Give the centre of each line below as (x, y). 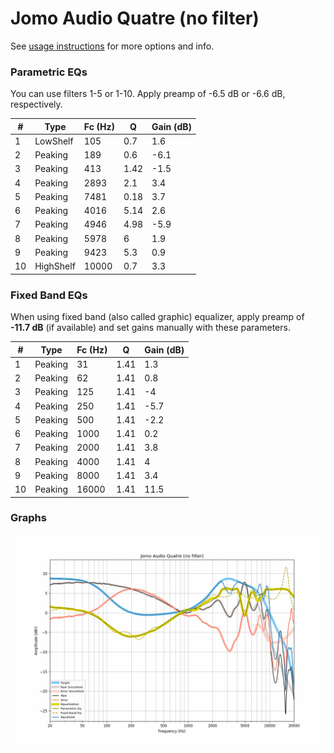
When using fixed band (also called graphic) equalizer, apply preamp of (157, 317)
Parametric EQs (49, 72)
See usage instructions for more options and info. (112, 46)
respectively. (36, 104)
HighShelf (55, 266)
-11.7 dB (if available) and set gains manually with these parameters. (150, 328)
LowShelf (54, 141)
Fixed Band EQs (49, 295)
